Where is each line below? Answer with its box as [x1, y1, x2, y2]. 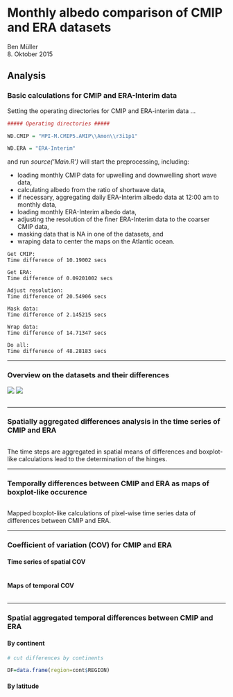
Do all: [7, 342, 30, 349]
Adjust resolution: [7, 287, 64, 294]
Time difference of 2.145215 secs [7, 311, 107, 318]
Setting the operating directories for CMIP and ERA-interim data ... [7, 106, 196, 115]
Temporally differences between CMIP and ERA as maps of [7, 479, 209, 488]
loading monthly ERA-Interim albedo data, [17, 208, 137, 216]
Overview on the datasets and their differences [7, 370, 170, 380]
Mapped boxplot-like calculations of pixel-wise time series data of [7, 509, 196, 517]
